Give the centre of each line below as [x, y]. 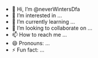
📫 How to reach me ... [39, 35]
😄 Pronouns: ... [31, 43]
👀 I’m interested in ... [37, 15]
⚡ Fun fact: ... [28, 50]
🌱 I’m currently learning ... [43, 22]
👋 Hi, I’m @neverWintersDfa [46, 9]
